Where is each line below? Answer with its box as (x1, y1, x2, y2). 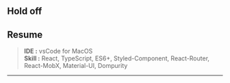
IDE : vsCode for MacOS (23, 47, 93, 56)
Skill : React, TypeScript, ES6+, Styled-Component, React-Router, (23, 54, 210, 62)
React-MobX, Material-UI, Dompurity (23, 62, 128, 70)
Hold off (7, 5, 42, 17)
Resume (7, 29, 43, 40)
